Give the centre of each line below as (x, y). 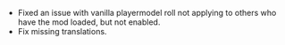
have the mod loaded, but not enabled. (89, 22)
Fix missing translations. (62, 31)
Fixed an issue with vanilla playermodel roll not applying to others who (147, 13)
